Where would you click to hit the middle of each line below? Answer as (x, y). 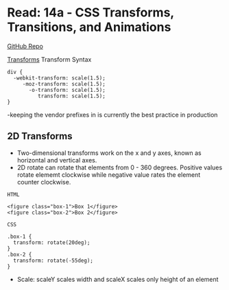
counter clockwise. (44, 182)
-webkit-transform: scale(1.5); (60, 78)
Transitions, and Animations (89, 27)
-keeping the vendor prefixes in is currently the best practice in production (112, 114)
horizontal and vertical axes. (57, 160)
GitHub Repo (25, 46)
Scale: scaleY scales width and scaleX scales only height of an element (118, 279)
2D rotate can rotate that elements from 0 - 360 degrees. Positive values (120, 167)
